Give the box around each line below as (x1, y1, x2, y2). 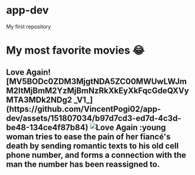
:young (139, 122, 166, 133)
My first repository (6, 23, 51, 30)
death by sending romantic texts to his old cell (6, 141, 179, 151)
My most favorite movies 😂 (6, 44, 145, 57)
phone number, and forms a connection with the (6, 150, 187, 160)
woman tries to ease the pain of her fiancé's (6, 131, 171, 141)
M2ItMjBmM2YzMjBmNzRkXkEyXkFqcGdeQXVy (6, 85, 190, 95)
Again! (26, 67, 51, 77)
